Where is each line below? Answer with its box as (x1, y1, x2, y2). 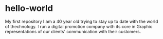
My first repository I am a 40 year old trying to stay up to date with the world (5, 19, 158, 24)
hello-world (5, 3, 54, 14)
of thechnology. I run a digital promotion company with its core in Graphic (5, 23, 153, 29)
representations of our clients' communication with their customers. (5, 29, 141, 34)
